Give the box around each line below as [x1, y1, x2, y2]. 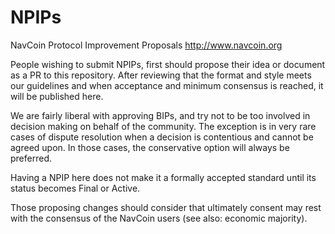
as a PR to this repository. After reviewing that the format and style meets [10, 69, 312, 81]
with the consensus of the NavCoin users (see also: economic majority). [10, 212, 308, 224]
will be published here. [10, 90, 104, 102]
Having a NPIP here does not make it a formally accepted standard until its [10, 171, 317, 183]
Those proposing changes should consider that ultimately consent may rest [10, 201, 322, 213]
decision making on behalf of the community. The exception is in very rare [10, 120, 317, 132]
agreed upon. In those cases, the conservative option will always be [10, 141, 290, 153]
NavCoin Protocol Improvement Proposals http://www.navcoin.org [10, 39, 283, 51]
